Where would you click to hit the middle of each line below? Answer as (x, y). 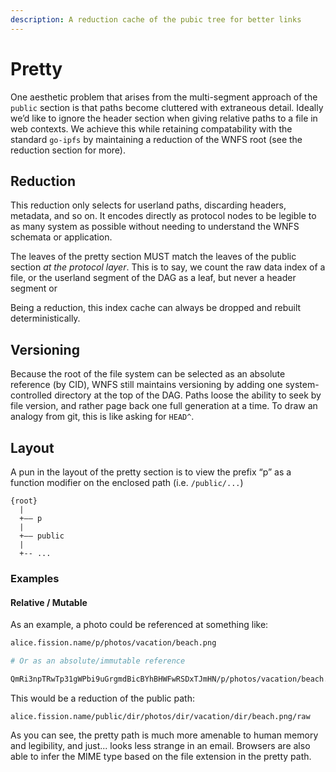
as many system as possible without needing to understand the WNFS (155, 227)
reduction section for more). (68, 150)
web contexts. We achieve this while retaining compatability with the (151, 128)
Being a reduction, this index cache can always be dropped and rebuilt (156, 308)
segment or (34, 288)
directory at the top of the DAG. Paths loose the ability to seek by (188, 395)
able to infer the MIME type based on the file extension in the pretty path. (161, 756)
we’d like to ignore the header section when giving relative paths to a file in (164, 118)
